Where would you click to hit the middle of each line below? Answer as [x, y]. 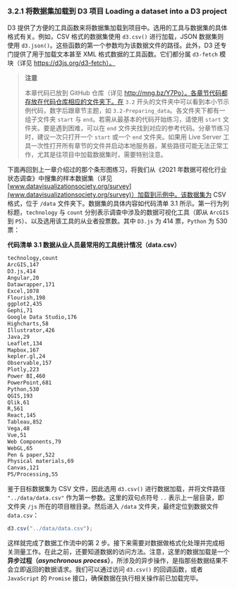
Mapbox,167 [23, 350]
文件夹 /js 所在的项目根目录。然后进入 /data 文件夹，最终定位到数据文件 [113, 507]
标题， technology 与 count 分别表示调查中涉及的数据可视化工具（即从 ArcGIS [118, 212]
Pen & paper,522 [31, 455]
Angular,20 [23, 278]
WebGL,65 [20, 448]
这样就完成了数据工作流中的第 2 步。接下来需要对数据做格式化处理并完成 [113, 542]
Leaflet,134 [25, 343]
